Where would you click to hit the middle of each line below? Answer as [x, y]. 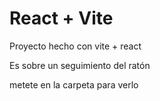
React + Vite [61, 18]
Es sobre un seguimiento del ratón [80, 65]
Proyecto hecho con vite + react [75, 46]
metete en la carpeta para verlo [74, 84]
